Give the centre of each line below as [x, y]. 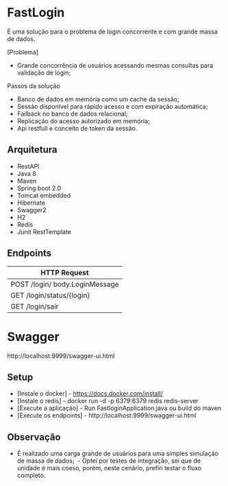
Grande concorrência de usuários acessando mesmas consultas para [115, 65]
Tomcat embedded [43, 195]
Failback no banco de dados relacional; [72, 114]
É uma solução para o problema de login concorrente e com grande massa [112, 31]
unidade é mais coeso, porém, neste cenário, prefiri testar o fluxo [109, 468]
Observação [34, 437]
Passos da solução [34, 86]
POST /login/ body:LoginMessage [65, 284]
